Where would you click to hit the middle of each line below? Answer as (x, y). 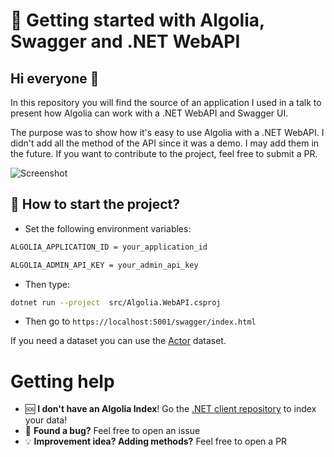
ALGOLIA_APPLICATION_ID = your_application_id (109, 247)
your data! (46, 420)
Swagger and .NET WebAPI (125, 41)
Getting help (62, 381)
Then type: (47, 284)
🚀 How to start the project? (95, 204)
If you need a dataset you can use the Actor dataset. (118, 341)
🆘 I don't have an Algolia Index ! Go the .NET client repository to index (170, 409)
